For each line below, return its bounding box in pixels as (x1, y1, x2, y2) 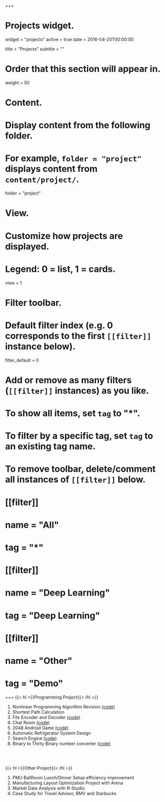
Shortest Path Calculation (12, 709, 64, 715)
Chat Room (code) (12, 719, 50, 725)
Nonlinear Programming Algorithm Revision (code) (12, 703, 115, 709)
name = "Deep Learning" (5, 587, 110, 599)
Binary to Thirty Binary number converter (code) (12, 741, 111, 747)
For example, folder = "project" (5, 153, 142, 164)
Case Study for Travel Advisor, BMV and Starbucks (12, 790, 116, 796)
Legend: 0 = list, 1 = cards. (5, 263, 116, 275)
